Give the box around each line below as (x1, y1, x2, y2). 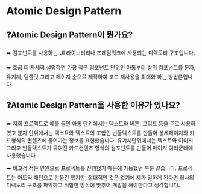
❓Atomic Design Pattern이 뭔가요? (6, 29, 133, 40)
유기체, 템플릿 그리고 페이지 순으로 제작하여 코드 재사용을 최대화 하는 (6, 73, 167, 80)
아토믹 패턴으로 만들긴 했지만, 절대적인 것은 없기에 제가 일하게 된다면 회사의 (17, 174, 195, 181)
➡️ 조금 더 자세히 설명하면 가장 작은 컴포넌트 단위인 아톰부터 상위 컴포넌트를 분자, (6, 64, 196, 71)
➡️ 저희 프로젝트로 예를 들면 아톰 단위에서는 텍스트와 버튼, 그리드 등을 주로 (6, 120, 180, 127)
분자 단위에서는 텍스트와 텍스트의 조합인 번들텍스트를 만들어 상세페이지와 (17, 129, 189, 136)
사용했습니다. (6, 151, 37, 159)
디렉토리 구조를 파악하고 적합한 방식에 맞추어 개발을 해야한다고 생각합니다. (6, 181, 180, 189)
